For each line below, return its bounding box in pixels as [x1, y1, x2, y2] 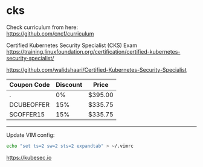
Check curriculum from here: [6, 24, 79, 31]
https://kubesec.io [6, 154, 52, 161]
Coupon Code [9, 80, 50, 89]
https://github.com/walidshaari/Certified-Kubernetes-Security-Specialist [6, 66, 187, 73]
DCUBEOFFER [9, 100, 50, 109]
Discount [56, 80, 83, 89]
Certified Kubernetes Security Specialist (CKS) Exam [6, 42, 138, 49]
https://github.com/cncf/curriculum [6, 30, 94, 37]
